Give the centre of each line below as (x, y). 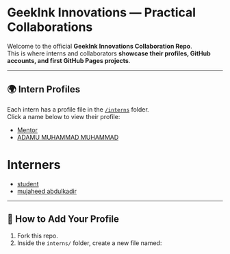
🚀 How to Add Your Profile (63, 219)
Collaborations (50, 27)
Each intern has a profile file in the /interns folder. (78, 109)
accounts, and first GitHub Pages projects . (69, 60)
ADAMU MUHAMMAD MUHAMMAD (68, 137)
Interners (34, 165)
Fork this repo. (37, 236)
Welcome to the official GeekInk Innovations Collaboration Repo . (100, 46)
